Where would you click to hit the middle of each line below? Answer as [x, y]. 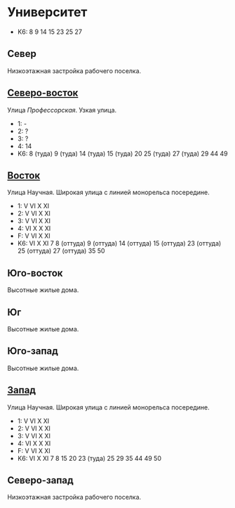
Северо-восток [43, 93]
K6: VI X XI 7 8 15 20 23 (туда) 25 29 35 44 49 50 [89, 458]
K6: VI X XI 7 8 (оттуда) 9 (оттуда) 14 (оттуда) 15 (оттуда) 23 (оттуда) [119, 243]
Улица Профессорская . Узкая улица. [62, 110]
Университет [47, 12]
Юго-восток [35, 273]
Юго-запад [33, 351]
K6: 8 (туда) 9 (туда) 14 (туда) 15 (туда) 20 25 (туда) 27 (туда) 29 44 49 [122, 153]
